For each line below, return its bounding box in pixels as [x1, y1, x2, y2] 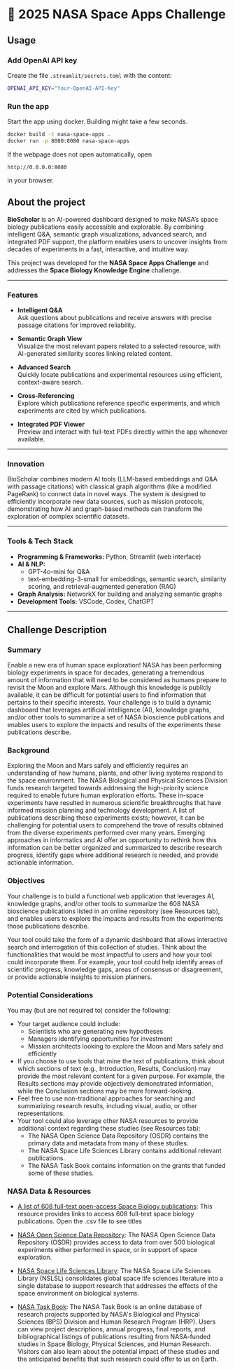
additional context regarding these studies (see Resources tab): [17, 1124, 201, 1133]
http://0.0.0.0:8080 [7, 164, 68, 171]
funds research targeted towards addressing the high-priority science [7, 784, 208, 792]
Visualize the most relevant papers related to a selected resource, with [17, 342, 221, 350]
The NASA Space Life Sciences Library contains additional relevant [27, 1147, 222, 1155]
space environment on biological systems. [17, 1289, 140, 1298]
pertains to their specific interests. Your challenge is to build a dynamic [7, 698, 212, 707]
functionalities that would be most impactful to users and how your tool [7, 950, 212, 959]
